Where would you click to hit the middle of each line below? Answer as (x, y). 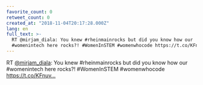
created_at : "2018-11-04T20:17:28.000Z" (58, 23)
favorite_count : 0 (29, 12)
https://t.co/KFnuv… (31, 75)
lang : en (17, 29)
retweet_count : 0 (28, 17)
